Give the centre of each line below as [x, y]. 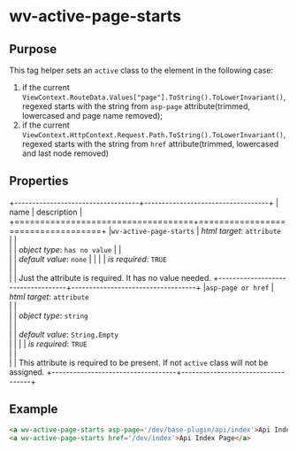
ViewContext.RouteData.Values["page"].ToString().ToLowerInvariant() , [154, 97]
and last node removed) [65, 153]
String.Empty [95, 335]
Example [34, 409]
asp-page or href [237, 288]
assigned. [27, 372]
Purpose [33, 49]
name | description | [46, 212]
